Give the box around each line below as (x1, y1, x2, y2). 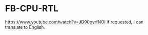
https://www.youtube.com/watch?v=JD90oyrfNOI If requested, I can (5, 19, 144, 25)
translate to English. (5, 24, 45, 30)
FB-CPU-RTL (5, 3, 59, 14)
